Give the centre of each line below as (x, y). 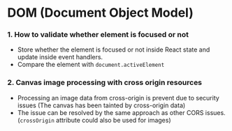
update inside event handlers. (60, 57)
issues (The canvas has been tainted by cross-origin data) (101, 105)
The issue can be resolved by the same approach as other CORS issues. (121, 112)
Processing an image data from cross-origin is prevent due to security (118, 98)
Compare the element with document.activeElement (91, 65)
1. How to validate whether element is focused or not (98, 35)
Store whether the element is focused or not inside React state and (114, 49)
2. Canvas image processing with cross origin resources (105, 83)
